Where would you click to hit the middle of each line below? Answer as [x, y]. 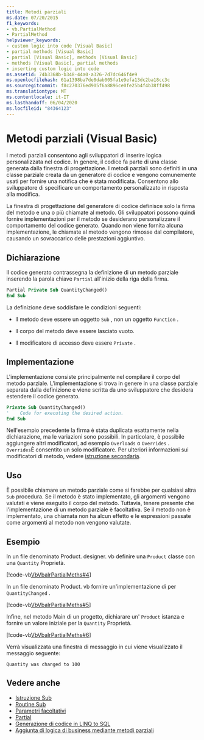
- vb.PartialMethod [31, 29]
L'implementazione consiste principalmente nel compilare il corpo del [93, 376]
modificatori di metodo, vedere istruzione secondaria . [74, 456]
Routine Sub [30, 704]
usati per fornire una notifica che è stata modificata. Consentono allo [93, 181]
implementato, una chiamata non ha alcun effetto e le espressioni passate [99, 516]
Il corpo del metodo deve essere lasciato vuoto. [75, 331]
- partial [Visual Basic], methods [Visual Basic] [72, 57]
